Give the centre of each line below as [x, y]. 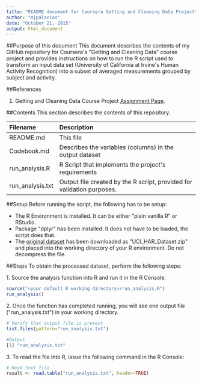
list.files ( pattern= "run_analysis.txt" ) [58, 328]
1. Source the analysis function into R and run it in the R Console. [86, 278]
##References [24, 89]
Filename [23, 128]
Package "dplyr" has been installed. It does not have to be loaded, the [102, 229]
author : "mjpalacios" [33, 17]
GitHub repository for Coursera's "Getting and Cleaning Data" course [92, 52]
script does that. [35, 235]
